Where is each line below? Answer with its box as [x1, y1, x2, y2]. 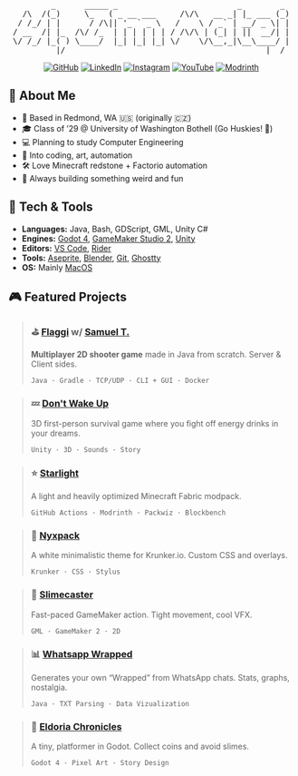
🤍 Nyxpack [30, 529, 81, 542]
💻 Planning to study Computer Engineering [21, 136, 184, 147]
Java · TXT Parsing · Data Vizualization [30, 699, 189, 708]
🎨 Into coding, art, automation [21, 150, 133, 161]
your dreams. [30, 427, 81, 438]
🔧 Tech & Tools [8, 200, 93, 215]
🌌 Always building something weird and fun [21, 172, 184, 183]
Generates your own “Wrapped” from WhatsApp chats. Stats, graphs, [30, 672, 291, 683]
